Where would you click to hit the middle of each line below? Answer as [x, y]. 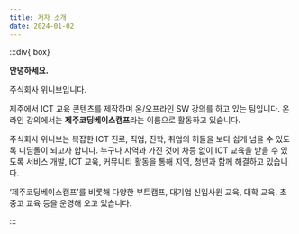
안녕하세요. [29, 70]
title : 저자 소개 [38, 18]
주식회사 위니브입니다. [48, 89]
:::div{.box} [30, 51]
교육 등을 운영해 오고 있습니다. [79, 202]
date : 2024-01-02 [42, 26]
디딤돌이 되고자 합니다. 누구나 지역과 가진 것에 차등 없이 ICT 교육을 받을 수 [149, 150]
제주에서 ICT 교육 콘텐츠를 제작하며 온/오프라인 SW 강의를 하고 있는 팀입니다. [145, 108]
